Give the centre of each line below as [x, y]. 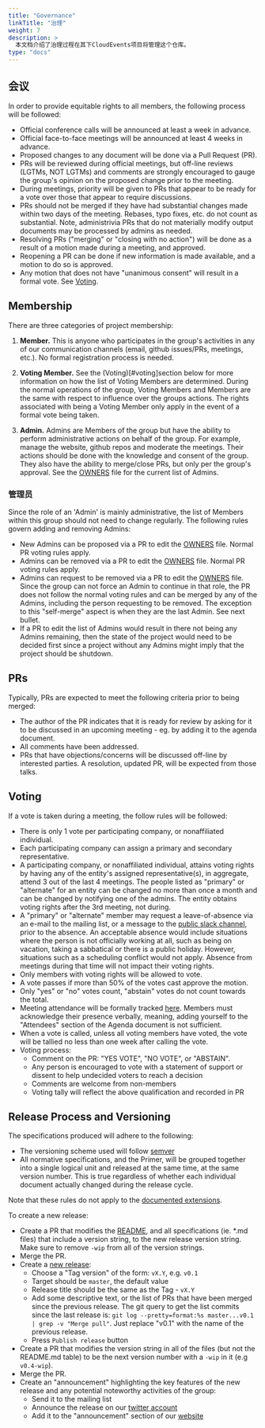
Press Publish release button [80, 1340]
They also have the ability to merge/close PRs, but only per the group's [135, 463]
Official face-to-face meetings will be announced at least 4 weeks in [131, 138]
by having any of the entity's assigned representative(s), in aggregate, [134, 873]
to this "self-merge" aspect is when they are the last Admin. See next [132, 611]
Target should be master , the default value [100, 1281]
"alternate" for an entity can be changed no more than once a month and [138, 890]
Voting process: [45, 1049]
